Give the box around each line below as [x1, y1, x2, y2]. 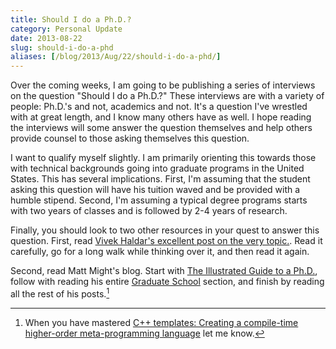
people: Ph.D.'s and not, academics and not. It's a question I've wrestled [10, 101, 308, 113]
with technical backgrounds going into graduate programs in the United [10, 162, 305, 175]
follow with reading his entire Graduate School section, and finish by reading [10, 276, 325, 288]
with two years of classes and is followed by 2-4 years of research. [10, 205, 288, 217]
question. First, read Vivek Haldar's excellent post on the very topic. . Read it [10, 235, 323, 247]
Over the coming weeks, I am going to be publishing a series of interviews [10, 79, 316, 91]
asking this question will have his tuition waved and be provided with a [10, 184, 301, 196]
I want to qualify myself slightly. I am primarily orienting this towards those [10, 152, 317, 164]
